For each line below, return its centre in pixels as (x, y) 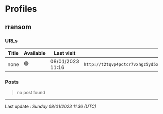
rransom (18, 27)
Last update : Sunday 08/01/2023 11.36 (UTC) (51, 106)
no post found (31, 93)
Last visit (65, 53)
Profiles (21, 9)
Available (35, 53)
